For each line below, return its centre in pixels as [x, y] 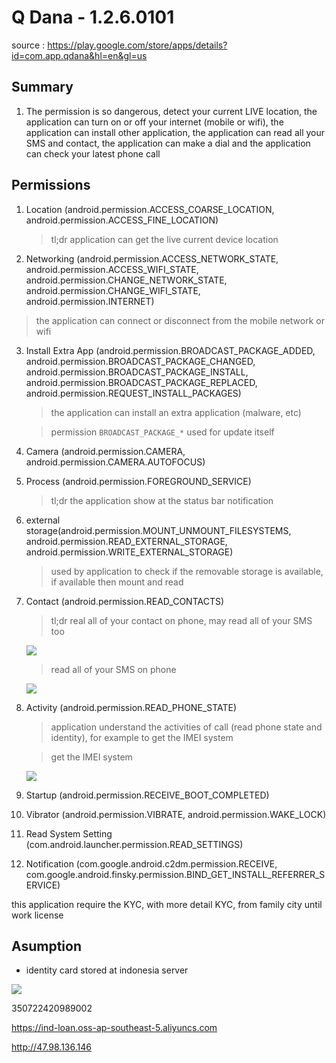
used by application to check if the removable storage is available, [187, 571]
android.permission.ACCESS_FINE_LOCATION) [122, 220]
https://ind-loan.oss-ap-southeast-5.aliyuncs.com [114, 1028]
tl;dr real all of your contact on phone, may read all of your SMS [181, 620]
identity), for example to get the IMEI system [142, 737]
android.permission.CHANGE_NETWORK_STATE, [126, 280]
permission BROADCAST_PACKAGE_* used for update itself [162, 432]
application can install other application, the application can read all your [175, 132]
